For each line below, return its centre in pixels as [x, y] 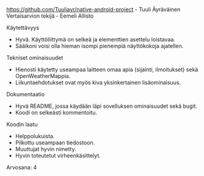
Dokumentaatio [25, 94]
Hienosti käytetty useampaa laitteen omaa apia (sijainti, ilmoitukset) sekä [107, 69]
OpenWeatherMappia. [43, 76]
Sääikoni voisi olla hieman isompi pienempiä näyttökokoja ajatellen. [99, 46]
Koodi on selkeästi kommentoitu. [56, 112]
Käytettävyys [23, 28]
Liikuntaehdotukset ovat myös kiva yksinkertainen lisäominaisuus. [98, 83]
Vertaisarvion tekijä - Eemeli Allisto [50, 16]
